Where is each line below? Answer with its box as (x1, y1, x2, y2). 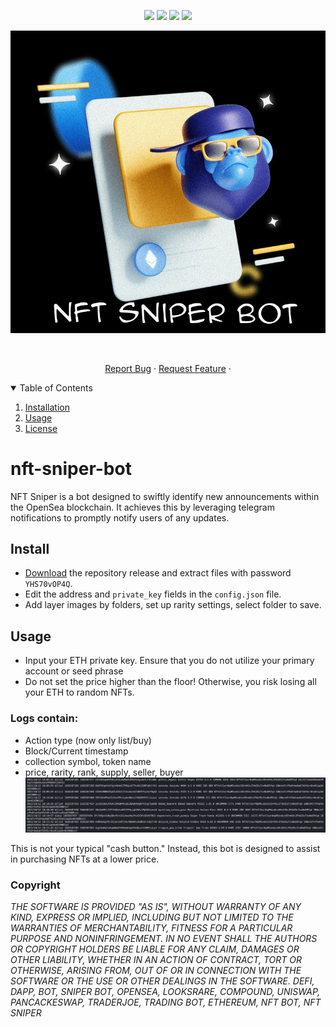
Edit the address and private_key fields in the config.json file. (24, 588, 282, 600)
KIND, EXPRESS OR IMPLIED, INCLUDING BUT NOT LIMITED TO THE (10, 911, 294, 924)
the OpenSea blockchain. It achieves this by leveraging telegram (10, 501, 275, 513)
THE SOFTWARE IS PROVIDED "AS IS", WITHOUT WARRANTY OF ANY (10, 901, 302, 913)
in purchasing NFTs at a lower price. (10, 853, 160, 865)
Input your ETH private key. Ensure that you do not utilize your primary (24, 655, 315, 667)
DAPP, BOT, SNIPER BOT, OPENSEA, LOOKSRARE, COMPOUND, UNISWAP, (10, 986, 321, 998)
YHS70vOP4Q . (24, 578, 73, 590)
